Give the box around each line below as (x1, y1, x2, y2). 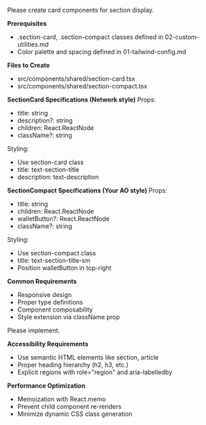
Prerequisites (7, 19, 47, 27)
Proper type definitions (17, 298, 83, 306)
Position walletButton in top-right (17, 264, 112, 272)
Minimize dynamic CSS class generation (17, 410, 133, 418)
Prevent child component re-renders (17, 403, 122, 410)
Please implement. (7, 326, 60, 335)
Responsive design (17, 291, 72, 298)
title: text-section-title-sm (17, 257, 91, 264)
